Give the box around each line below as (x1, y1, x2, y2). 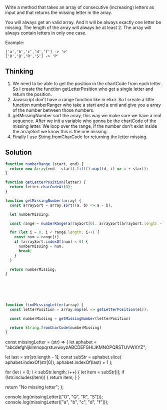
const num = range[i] (14, 235, 59, 240)
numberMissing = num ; (18, 244, 64, 249)
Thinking (5, 67, 34, 76)
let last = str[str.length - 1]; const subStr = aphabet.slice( (5, 354, 121, 360)
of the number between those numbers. (12, 107, 95, 113)
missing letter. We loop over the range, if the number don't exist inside (12, 123, 157, 129)
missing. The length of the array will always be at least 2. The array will (5, 25, 151, 31)
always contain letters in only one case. (5, 30, 86, 36)
